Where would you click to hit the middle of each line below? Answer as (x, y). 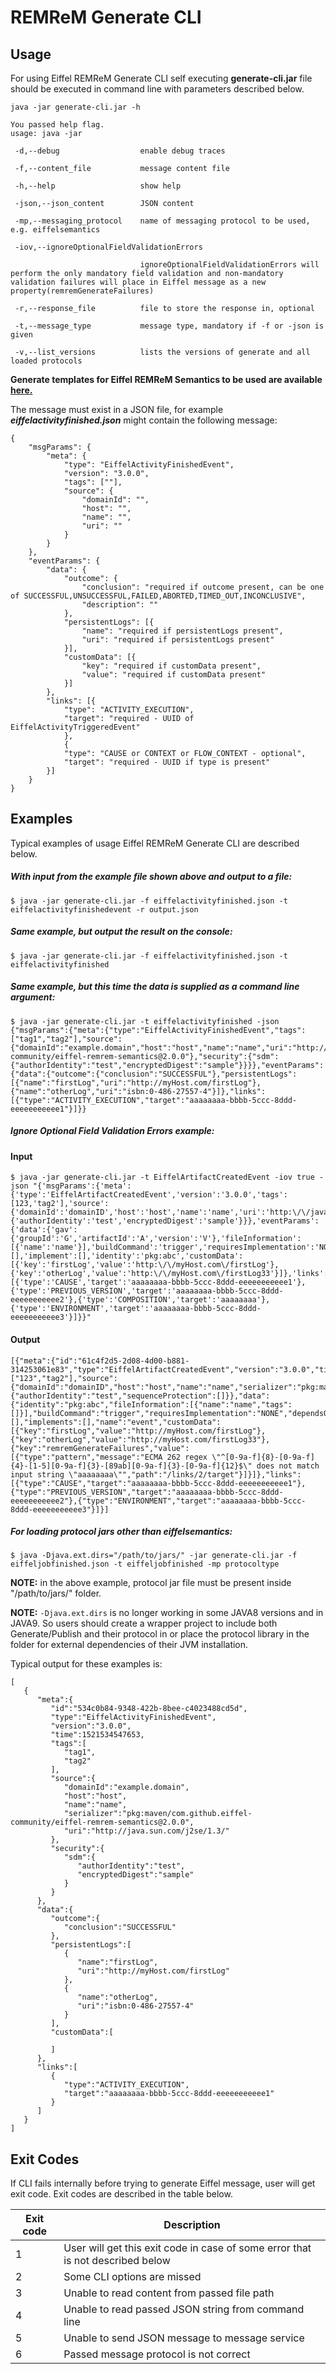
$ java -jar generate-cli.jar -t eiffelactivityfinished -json (145, 1021)
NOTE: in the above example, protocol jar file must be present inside (151, 1583)
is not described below (117, 2261)
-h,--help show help (98, 186)
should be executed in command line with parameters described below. (157, 89)
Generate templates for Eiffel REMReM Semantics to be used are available (166, 379)
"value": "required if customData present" (174, 675)
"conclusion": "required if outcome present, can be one (203, 587)
